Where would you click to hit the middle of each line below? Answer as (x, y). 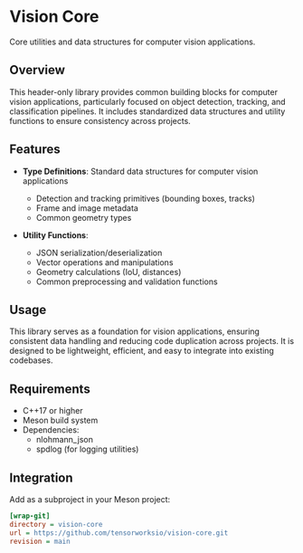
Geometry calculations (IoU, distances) (109, 272)
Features (35, 150)
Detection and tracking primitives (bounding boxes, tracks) (146, 198)
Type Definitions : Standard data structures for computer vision (140, 171)
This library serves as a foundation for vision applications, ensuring (135, 331)
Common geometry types (84, 217)
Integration (42, 477)
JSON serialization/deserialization (99, 253)
